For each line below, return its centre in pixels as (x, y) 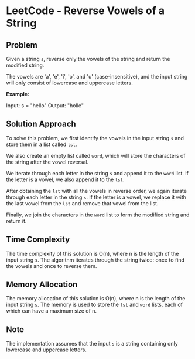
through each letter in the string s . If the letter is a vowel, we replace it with (96, 197)
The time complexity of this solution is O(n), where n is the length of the (93, 253)
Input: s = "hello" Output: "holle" (45, 106)
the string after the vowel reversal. (47, 162)
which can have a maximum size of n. (52, 311)
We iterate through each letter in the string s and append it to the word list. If (97, 173)
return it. (16, 221)
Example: (18, 94)
